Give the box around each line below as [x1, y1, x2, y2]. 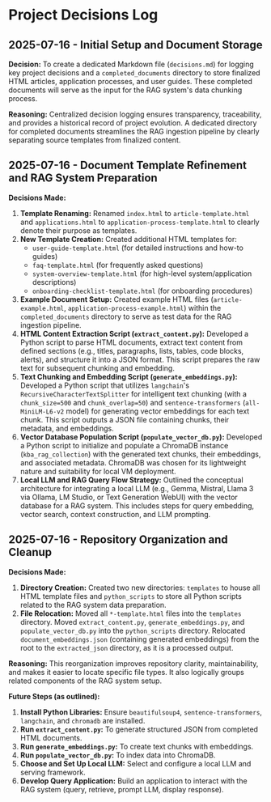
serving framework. [19, 767, 87, 777]
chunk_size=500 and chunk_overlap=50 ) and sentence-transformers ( [19, 397, 246, 407]
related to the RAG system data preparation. [19, 600, 167, 609]
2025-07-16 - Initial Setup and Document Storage [8, 38, 263, 52]
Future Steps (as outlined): [8, 691, 100, 701]
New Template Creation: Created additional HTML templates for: [19, 234, 237, 244]
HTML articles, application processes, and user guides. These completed [8, 77, 252, 86]
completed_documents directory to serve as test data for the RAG [19, 312, 232, 321]
